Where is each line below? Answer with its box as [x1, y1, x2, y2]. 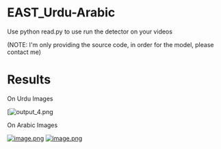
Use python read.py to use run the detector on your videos [7, 27, 173, 36]
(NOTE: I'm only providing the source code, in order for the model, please [7, 40, 214, 49]
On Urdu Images [7, 94, 53, 103]
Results [7, 72, 51, 87]
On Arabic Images [7, 121, 58, 129]
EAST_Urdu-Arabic [7, 5, 116, 21]
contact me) [7, 48, 42, 56]
